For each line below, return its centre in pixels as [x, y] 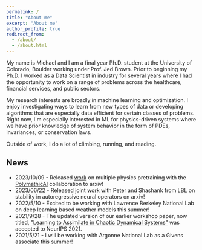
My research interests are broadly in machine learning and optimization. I [97, 100]
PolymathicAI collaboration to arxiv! [59, 184]
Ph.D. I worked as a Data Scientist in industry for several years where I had [99, 75]
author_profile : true [34, 29]
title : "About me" [29, 18]
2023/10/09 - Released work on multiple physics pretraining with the [100, 177]
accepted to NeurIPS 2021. [49, 229]
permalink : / [23, 12]
